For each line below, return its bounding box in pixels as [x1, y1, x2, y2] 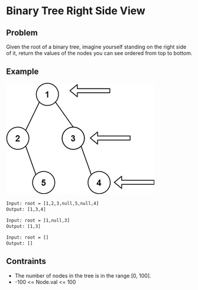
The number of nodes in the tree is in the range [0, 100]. [14, 272, 152, 279]
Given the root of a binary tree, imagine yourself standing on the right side [6, 43, 187, 50]
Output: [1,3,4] [6, 206, 46, 212]
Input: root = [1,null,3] [6, 217, 70, 223]
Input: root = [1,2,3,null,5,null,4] [6, 200, 99, 206]
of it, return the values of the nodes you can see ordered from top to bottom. [6, 50, 193, 57]
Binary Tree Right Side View [6, 4, 146, 18]
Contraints [6, 256, 46, 266]
